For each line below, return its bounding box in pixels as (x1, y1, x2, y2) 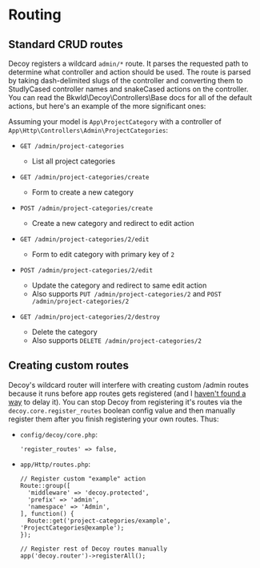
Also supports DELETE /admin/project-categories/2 (31, 336, 202, 345)
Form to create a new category (31, 187, 134, 197)
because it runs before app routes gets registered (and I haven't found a (8, 389, 246, 398)
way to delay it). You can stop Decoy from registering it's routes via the (8, 397, 242, 406)
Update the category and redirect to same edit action (31, 280, 207, 290)
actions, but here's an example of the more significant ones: (8, 102, 206, 111)
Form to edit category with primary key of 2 (31, 250, 174, 259)
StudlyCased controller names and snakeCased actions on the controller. (8, 84, 249, 94)
